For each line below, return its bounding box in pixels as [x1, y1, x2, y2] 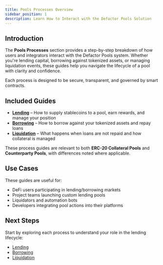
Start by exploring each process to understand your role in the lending [5, 229, 146, 235]
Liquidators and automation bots [12, 197, 78, 203]
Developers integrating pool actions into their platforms [12, 202, 123, 208]
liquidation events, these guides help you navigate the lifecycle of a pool [5, 63, 150, 69]
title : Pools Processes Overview [5, 7, 73, 12]
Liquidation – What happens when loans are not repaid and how [12, 130, 142, 136]
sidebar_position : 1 [5, 12, 47, 17]
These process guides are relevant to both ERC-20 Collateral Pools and [5, 145, 150, 151]
